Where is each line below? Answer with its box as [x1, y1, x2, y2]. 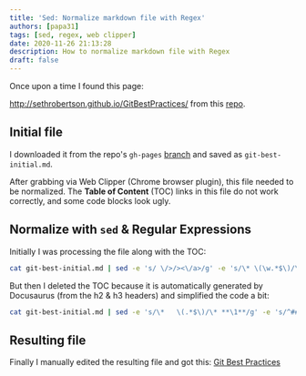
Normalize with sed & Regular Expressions [9, 222, 252, 238]
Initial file [9, 125, 64, 140]
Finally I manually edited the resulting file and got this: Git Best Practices [9, 357, 280, 368]
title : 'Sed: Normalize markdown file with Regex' [9, 13, 206, 23]
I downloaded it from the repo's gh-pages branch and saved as [9, 148, 243, 159]
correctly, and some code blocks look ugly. [9, 195, 171, 206]
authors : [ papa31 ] [9, 22, 79, 31]
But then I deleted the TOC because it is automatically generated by [9, 279, 264, 291]
